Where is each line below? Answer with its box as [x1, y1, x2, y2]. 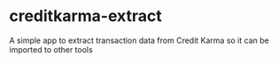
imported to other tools [9, 44, 93, 54]
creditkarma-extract [9, 6, 162, 26]
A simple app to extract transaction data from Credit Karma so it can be [9, 35, 270, 45]
